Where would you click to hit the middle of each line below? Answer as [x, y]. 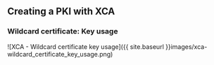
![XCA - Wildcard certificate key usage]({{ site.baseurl [86, 46]
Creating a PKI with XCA [61, 12]
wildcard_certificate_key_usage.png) [60, 54]
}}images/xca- [186, 46]
